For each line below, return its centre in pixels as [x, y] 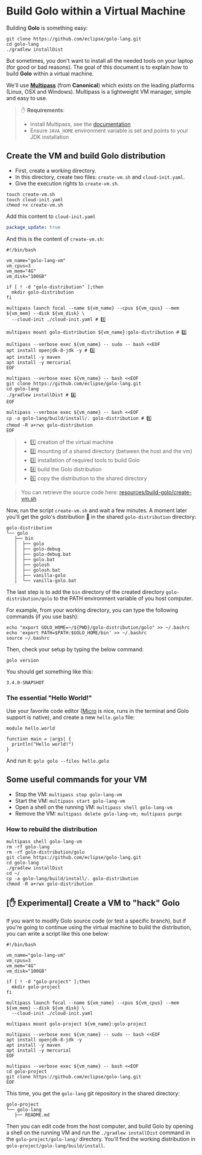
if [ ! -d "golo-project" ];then [48, 982]
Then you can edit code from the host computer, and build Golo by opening [100, 1126]
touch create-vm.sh [31, 195]
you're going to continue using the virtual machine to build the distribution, [99, 927]
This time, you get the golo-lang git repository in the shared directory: [93, 1093]
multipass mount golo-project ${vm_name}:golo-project [77, 1024]
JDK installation [49, 137]
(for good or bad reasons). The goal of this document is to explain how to [97, 67]
